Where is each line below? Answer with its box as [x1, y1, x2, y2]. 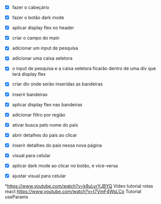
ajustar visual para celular [12, 173, 67, 179]
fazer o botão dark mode [12, 15, 65, 21]
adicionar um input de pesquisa [12, 45, 78, 51]
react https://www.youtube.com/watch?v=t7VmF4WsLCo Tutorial [5, 188, 142, 195]
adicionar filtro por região [12, 111, 66, 118]
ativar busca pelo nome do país [12, 122, 78, 128]
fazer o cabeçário [12, 5, 49, 10]
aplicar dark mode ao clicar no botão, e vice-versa [12, 162, 118, 168]
